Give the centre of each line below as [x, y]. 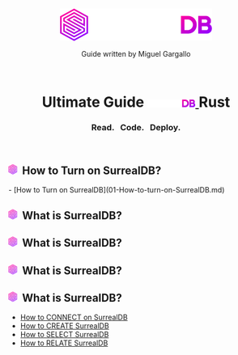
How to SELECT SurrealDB [64, 335]
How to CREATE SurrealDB [64, 326]
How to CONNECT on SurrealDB [74, 317]
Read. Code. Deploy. [136, 128]
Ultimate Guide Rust [136, 102]
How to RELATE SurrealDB [64, 343]
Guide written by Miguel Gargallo [136, 54]
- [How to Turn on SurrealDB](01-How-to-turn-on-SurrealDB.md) [117, 190]
